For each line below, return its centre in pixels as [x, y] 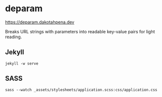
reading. [14, 37]
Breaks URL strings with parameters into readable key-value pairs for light [80, 31]
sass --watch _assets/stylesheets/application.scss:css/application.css [81, 90]
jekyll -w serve [22, 63]
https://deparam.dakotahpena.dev [40, 22]
